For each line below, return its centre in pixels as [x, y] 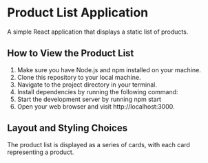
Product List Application [78, 13]
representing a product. [41, 152]
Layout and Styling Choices [67, 128]
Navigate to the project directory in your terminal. [87, 85]
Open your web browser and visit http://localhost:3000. [96, 106]
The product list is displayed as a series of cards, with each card [99, 144]
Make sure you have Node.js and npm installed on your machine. [109, 69]
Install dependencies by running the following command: [97, 91]
